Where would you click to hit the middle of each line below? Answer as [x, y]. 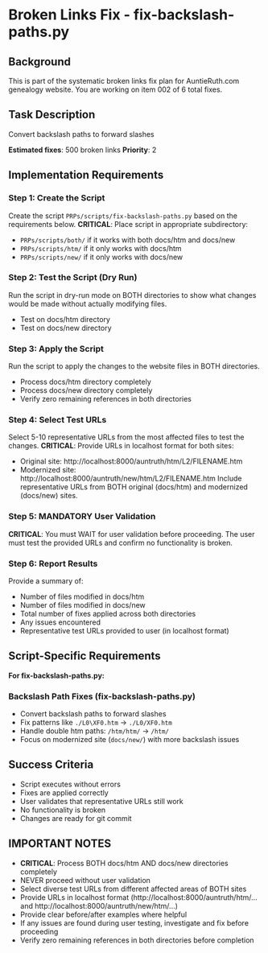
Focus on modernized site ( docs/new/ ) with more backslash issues [130, 740]
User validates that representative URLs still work [101, 801]
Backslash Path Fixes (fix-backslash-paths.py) [102, 696]
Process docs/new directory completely [86, 390]
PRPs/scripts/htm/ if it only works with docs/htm [101, 248]
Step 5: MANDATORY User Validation [82, 517]
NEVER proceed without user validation [85, 880]
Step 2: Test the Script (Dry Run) [73, 278]
